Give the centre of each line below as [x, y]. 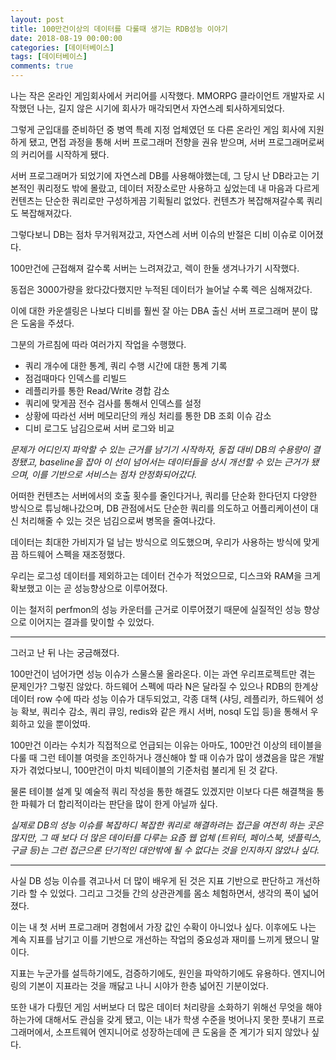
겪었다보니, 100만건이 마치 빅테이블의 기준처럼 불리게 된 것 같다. [153, 770]
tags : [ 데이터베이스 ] [49, 57]
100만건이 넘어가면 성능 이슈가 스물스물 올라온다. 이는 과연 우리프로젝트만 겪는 [163, 674]
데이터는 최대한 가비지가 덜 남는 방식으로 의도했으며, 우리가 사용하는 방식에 [156, 542]
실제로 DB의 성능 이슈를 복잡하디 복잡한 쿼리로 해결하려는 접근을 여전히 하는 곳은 [167, 825]
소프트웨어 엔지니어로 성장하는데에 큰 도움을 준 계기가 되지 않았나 [182, 1032]
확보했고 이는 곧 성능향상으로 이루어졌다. [89, 588]
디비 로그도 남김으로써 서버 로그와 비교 [99, 428]
